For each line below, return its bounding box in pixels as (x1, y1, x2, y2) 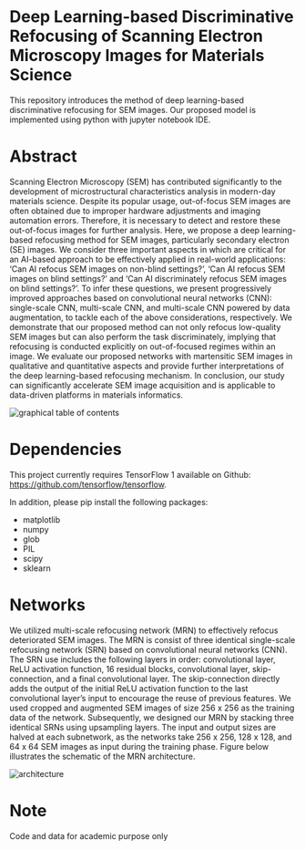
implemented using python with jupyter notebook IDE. (9, 114, 211, 125)
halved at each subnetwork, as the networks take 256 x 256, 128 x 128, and (9, 731, 292, 742)
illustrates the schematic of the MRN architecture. (9, 751, 196, 762)
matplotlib (22, 513, 61, 525)
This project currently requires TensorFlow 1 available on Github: (9, 469, 251, 480)
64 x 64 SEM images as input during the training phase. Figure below (9, 741, 269, 752)
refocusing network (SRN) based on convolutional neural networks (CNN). (9, 644, 289, 655)
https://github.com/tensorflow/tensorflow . (9, 479, 167, 490)
